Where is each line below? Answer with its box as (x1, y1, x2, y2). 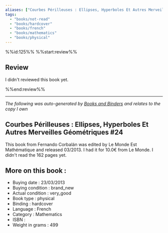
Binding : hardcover (12, 201, 53, 207)
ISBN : (12, 217, 26, 223)
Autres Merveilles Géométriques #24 (5, 128, 123, 137)
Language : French (12, 206, 51, 212)
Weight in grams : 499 (12, 222, 58, 228)
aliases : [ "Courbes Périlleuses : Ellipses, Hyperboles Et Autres (5, 7, 146, 12)
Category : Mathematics (12, 212, 62, 218)
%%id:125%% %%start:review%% (5, 48, 77, 55)
